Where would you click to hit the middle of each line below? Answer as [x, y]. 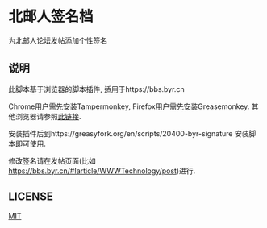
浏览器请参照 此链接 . [48, 116]
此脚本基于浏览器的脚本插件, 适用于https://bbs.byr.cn [96, 89]
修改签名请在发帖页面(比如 [52, 160]
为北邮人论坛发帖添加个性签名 [58, 40]
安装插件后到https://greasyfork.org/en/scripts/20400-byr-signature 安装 [129, 133]
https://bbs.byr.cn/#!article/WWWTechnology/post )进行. [102, 171]
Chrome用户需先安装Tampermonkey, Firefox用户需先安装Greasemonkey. [129, 106]
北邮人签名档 [51, 17]
